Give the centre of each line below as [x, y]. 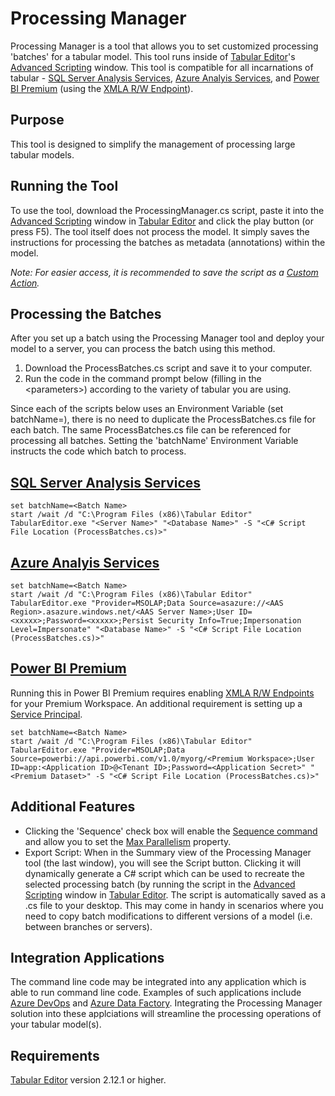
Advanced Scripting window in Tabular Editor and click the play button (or [162, 221]
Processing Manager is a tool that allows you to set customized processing [164, 46]
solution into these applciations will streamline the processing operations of [166, 1014]
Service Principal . [46, 714]
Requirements [55, 1055]
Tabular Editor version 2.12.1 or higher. [88, 1080]
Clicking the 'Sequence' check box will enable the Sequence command [171, 831]
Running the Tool [64, 186]
